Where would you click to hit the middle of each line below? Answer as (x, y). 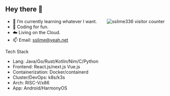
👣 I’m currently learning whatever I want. (55, 21)
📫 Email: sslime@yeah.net (40, 40)
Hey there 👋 (24, 9)
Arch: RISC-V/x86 (31, 82)
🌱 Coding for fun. (31, 27)
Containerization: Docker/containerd (50, 72)
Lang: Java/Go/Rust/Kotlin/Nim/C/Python (55, 61)
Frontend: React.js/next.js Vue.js (46, 66)
